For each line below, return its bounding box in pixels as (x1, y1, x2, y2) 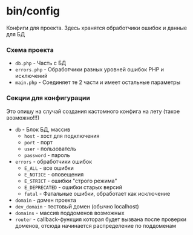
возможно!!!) (6, 114, 40, 121)
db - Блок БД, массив (15, 126, 71, 133)
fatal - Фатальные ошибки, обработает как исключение (24, 190, 171, 197)
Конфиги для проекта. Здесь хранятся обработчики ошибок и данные (6, 24, 188, 31)
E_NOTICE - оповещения (24, 170, 84, 178)
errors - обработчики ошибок (15, 158, 93, 165)
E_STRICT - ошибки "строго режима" (24, 177, 117, 184)
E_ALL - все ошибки (24, 164, 74, 172)
